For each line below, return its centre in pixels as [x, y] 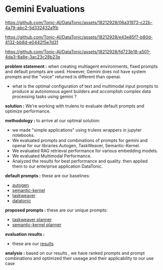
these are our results [33, 243]
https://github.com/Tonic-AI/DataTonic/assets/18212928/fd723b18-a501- [78, 52]
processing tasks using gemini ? [44, 96]
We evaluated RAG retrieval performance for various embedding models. [85, 151]
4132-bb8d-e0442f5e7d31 [32, 42]
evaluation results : [25, 234]
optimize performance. [28, 111]
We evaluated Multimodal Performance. [52, 156]
